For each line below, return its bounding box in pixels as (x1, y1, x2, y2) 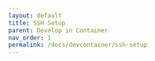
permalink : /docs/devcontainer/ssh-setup (8, 41, 148, 49)
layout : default (8, 11, 62, 20)
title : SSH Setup (8, 19, 66, 27)
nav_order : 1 (8, 33, 52, 42)
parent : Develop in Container (8, 26, 109, 34)
